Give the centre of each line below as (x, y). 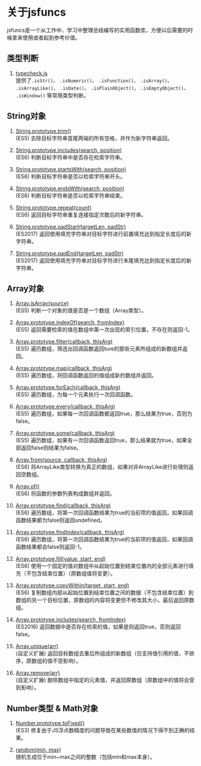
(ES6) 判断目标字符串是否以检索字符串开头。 (70, 176)
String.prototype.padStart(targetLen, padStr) (71, 226)
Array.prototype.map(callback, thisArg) (64, 368)
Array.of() (27, 486)
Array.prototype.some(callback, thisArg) (65, 433)
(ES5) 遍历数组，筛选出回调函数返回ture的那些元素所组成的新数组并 (99, 349)
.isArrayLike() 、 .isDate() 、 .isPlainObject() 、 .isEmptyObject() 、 (102, 88)
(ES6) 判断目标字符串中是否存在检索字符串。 (70, 157)
